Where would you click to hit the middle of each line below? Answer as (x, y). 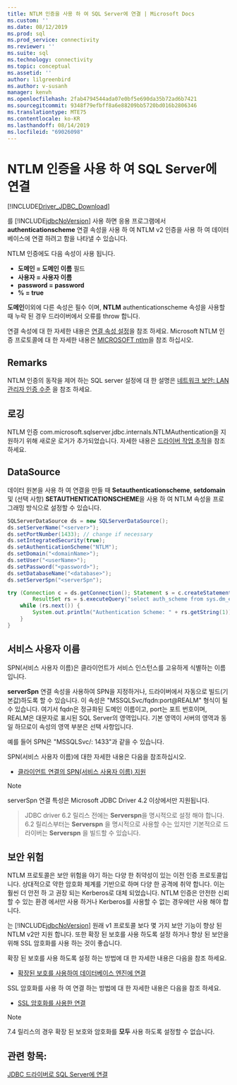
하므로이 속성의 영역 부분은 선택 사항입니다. (74, 726)
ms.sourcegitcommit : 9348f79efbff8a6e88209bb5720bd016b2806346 (102, 106)
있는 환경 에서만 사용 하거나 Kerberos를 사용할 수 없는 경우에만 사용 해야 (122, 902)
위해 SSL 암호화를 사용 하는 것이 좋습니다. (65, 943)
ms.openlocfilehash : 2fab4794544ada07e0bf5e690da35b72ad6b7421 (102, 99)
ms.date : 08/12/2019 (38, 27)
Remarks (28, 363)
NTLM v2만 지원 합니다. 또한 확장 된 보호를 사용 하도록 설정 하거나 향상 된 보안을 (118, 934)
